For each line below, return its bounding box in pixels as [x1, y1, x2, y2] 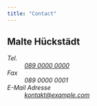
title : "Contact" [7, 10, 57, 17]
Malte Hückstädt [7, 36, 80, 48]
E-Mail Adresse [7, 84, 52, 92]
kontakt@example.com [24, 91, 90, 99]
